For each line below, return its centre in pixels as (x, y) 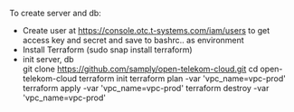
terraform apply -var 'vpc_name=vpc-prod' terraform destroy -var (146, 88)
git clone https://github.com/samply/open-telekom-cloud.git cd (140, 69)
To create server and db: (55, 13)
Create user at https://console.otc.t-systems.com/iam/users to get (146, 30)
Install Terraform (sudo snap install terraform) (107, 50)
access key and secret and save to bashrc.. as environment (133, 40)
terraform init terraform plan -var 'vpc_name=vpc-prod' (182, 79)
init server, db (48, 59)
